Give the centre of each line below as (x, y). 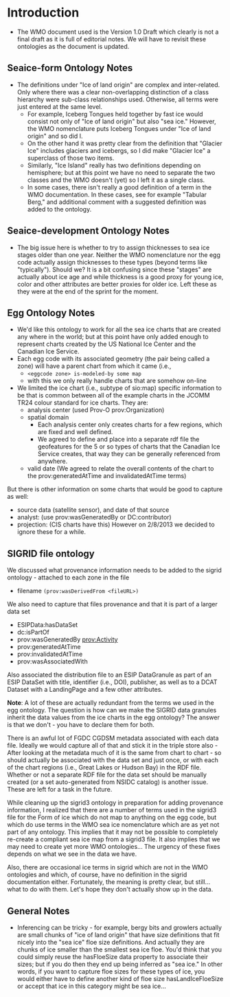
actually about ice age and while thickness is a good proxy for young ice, (120, 276)
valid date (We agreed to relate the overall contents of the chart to (120, 469)
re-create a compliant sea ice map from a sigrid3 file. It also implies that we (114, 839)
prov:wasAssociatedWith (52, 661)
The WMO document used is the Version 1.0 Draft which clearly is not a (118, 32)
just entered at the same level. (60, 106)
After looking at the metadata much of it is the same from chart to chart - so (114, 753)
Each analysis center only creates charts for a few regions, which (130, 424)
